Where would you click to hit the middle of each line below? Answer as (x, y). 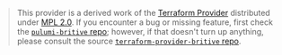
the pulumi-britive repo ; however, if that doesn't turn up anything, (140, 31)
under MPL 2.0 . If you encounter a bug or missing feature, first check (145, 22)
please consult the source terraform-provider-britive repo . (129, 41)
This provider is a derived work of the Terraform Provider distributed (143, 13)
